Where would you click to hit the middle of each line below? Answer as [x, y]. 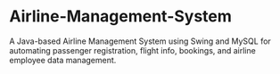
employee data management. [63, 60]
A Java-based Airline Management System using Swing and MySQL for [140, 41]
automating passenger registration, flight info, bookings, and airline [132, 50]
